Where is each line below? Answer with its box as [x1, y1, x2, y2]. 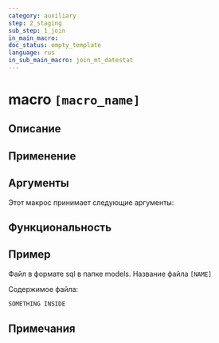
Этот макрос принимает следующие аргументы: [8, 197, 174, 207]
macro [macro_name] [8, 91, 141, 108]
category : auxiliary [8, 11, 77, 20]
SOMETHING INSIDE [8, 300, 66, 308]
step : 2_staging [8, 19, 62, 27]
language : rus [8, 49, 56, 57]
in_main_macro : [8, 34, 59, 42]
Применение [8, 149, 76, 163]
